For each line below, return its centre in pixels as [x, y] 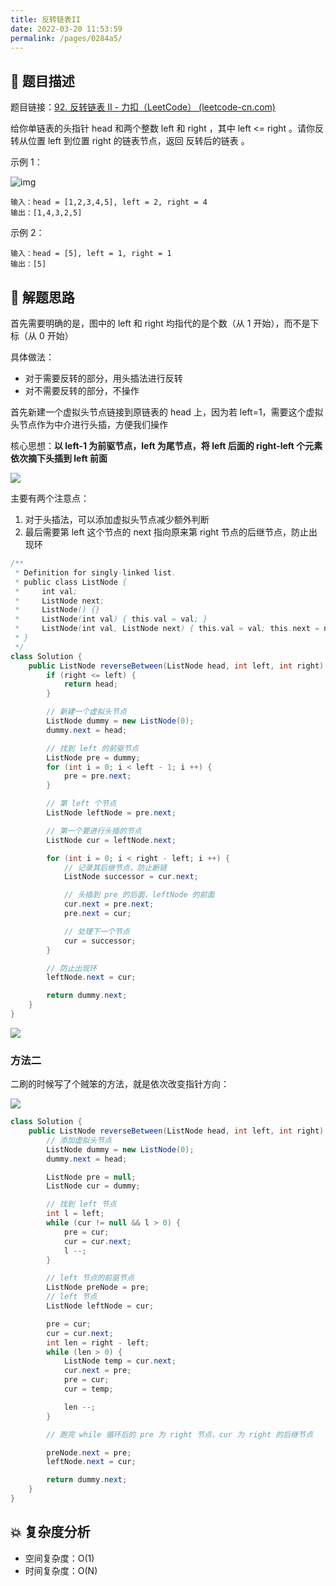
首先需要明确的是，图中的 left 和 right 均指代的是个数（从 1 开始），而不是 [160, 323]
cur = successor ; [100, 941]
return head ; [90, 684]
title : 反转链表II [46, 19]
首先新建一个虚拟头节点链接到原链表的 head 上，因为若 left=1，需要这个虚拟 [167, 412]
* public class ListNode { [71, 582]
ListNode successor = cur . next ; [131, 877]
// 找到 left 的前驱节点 [92, 748]
